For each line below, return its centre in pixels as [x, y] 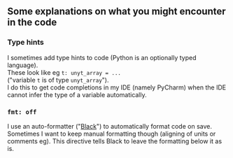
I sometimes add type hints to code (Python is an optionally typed [102, 57]
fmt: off [22, 112]
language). [23, 65]
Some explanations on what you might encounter [116, 12]
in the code [32, 23]
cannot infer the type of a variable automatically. [77, 94]
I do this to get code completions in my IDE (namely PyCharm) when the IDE [116, 87]
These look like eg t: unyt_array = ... [64, 72]
